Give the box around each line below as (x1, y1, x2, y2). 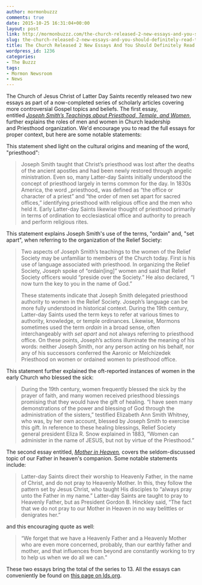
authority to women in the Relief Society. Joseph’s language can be (20, 298, 188, 305)
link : (6, 31, 20, 37)
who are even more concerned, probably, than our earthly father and (20, 541, 191, 548)
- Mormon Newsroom (6, 70, 52, 77)
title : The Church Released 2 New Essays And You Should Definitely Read (6, 43, 195, 49)
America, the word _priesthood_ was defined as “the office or (20, 186, 173, 193)
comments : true (6, 14, 44, 20)
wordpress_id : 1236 (6, 48, 55, 54)
